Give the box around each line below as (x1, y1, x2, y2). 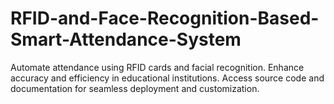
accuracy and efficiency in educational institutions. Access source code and (10, 72, 325, 84)
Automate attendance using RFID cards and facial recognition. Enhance (10, 61, 305, 73)
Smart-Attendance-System (10, 28, 242, 51)
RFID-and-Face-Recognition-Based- (10, 7, 320, 30)
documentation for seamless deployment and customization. (10, 82, 260, 94)
